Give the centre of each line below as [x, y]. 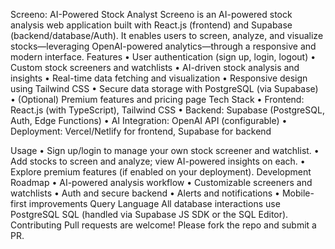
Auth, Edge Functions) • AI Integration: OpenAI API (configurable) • [149, 120]
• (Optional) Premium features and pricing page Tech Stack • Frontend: [157, 99]
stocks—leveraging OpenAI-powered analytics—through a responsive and [163, 46]
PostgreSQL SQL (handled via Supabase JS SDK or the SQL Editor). [149, 214]
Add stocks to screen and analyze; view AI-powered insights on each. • [158, 161]
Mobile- [298, 193]
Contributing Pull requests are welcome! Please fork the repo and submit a [163, 225]
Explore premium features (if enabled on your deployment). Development [161, 172]
